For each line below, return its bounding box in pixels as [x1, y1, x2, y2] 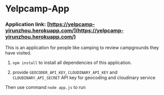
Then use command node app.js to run [5, 84, 86, 90]
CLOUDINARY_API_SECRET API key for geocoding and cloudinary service [12, 74, 155, 80]
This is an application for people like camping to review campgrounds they [5, 44, 159, 50]
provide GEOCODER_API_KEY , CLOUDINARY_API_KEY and [12, 69, 118, 75]
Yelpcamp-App [5, 3, 69, 14]
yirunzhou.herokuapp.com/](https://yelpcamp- [5, 27, 124, 34]
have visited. [5, 50, 32, 56]
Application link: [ [5, 21, 49, 28]
